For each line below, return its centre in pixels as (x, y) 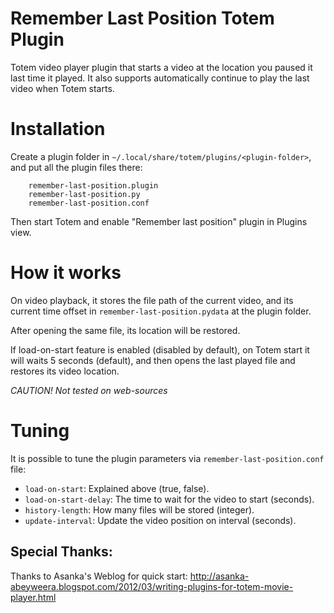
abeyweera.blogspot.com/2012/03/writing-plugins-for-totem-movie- (152, 586)
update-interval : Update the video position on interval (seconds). (160, 520)
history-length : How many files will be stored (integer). (139, 509)
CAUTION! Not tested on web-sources (89, 390)
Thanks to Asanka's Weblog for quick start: (99, 576)
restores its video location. (65, 371)
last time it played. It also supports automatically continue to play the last (160, 78)
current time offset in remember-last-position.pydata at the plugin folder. (161, 311)
